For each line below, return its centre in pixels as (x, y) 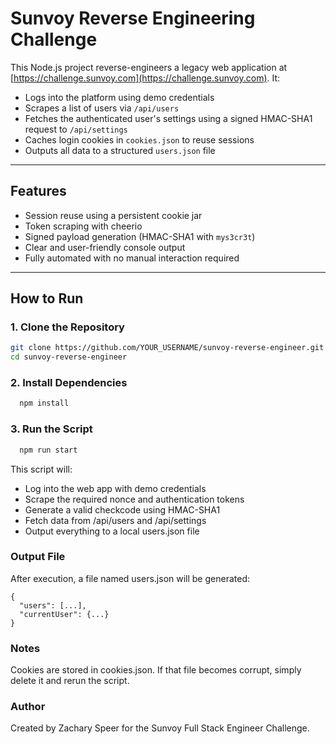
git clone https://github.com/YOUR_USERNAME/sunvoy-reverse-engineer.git (167, 348)
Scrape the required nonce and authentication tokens (134, 499)
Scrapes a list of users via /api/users (102, 108)
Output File (38, 557)
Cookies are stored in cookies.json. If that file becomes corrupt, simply (156, 670)
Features (38, 191)
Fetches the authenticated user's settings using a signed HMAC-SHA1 (168, 118)
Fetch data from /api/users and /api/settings (115, 520)
